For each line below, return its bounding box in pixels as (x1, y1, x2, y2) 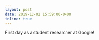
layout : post (5, 7, 32, 12)
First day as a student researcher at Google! (5, 30, 95, 36)
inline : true (5, 16, 32, 21)
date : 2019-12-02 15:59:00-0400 (5, 12, 71, 17)
